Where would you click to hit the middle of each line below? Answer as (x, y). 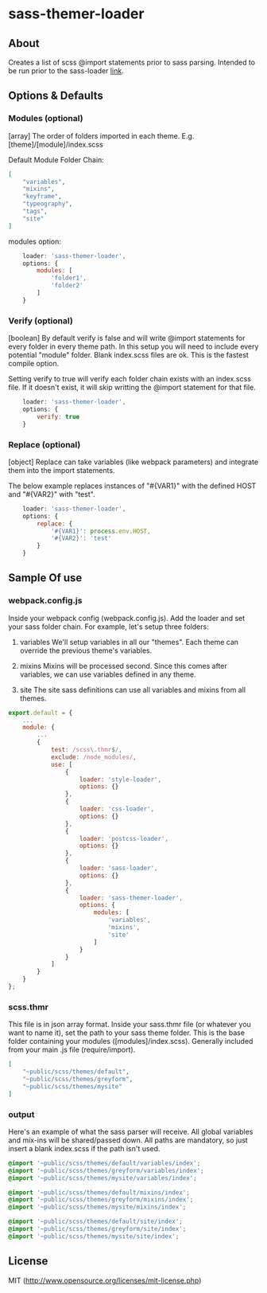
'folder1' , (69, 278)
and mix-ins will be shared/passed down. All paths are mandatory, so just (128, 1140)
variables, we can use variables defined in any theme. (108, 674)
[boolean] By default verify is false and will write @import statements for (127, 338)
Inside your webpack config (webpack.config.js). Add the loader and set (127, 618)
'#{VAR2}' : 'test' (81, 538)
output (21, 1114)
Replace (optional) (44, 444)
